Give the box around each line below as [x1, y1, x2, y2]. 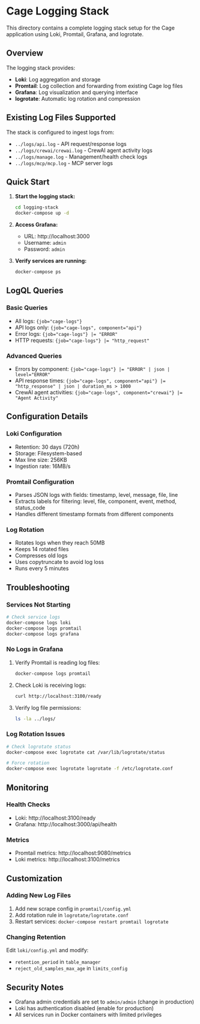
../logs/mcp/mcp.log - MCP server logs [14, 159, 113, 166]
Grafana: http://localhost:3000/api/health [14, 820, 117, 827]
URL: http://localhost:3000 [23, 233, 90, 240]
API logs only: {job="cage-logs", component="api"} [14, 324, 142, 331]
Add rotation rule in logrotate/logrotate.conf [14, 911, 129, 918]
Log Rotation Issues [6, 730, 65, 738]
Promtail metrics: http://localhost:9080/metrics [14, 849, 132, 857]
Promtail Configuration [6, 478, 74, 486]
